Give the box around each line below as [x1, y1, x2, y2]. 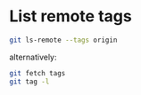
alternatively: [9, 51, 57, 62]
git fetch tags [9, 68, 66, 77]
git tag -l [9, 77, 50, 86]
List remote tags [9, 6, 132, 27]
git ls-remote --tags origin [9, 36, 118, 44]
